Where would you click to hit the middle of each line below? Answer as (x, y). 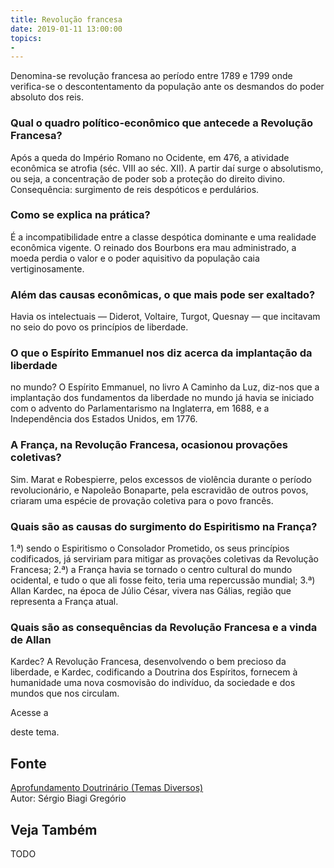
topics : (26, 38)
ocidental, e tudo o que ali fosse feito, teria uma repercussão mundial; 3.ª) (163, 580)
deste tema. (35, 732)
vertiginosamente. (47, 268)
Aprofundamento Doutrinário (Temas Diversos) (107, 788)
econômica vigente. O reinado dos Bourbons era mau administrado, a (153, 247)
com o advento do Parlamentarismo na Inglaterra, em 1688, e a (140, 408)
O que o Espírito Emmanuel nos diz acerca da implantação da (161, 353)
